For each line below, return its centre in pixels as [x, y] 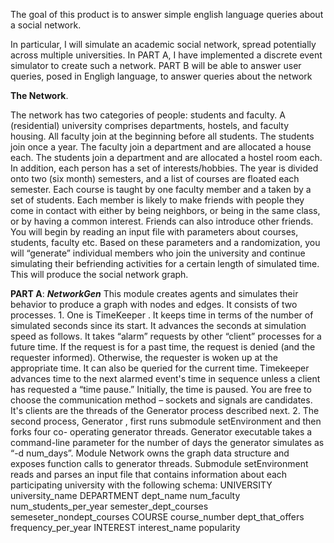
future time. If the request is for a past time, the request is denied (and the [163, 347]
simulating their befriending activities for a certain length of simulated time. [165, 263]
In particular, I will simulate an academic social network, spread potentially [163, 44]
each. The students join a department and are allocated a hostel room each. [166, 157]
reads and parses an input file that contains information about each [149, 474]
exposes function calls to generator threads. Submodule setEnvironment [159, 463]
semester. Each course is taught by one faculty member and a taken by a [161, 189]
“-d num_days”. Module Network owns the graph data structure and [150, 453]
